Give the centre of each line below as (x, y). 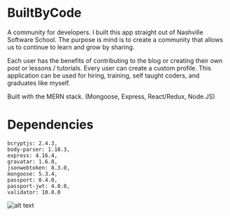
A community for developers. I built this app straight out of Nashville (106, 32)
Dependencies (50, 125)
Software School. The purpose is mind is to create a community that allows (115, 39)
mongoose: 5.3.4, (33, 174)
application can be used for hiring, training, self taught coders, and (103, 75)
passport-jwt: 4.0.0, (39, 186)
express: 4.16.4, (33, 155)
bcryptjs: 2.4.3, (33, 143)
